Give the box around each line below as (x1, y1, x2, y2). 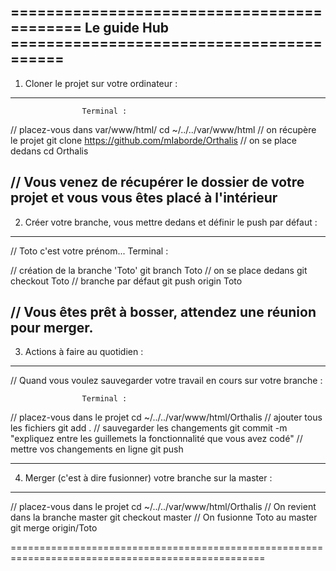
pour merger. (10, 320, 94, 337)
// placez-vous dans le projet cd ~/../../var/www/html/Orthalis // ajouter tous (10, 411, 323, 424)
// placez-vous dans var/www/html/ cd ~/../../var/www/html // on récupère (10, 123, 317, 135)
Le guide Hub (84, 20, 170, 37)
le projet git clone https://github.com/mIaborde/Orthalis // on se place (10, 134, 297, 146)
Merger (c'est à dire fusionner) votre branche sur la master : (24, 472, 273, 484)
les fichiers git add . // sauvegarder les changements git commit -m (10, 422, 288, 434)
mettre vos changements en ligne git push (10, 443, 184, 455)
